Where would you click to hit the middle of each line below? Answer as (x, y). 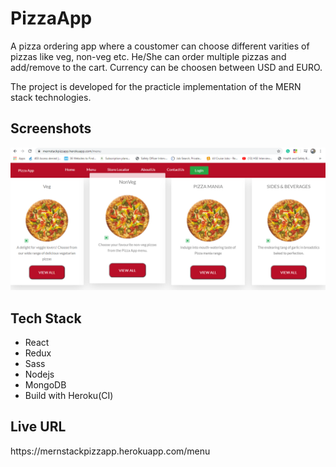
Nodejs (39, 374)
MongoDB (45, 384)
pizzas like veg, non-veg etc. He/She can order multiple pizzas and (148, 56)
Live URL (38, 427)
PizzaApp (51, 18)
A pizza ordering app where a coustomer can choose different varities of (160, 46)
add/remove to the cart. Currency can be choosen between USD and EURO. (166, 67)
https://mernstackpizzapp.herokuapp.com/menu (110, 451)
